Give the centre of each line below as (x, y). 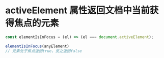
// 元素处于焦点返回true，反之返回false (44, 51)
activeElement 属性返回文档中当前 (78, 10)
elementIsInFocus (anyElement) (37, 46)
